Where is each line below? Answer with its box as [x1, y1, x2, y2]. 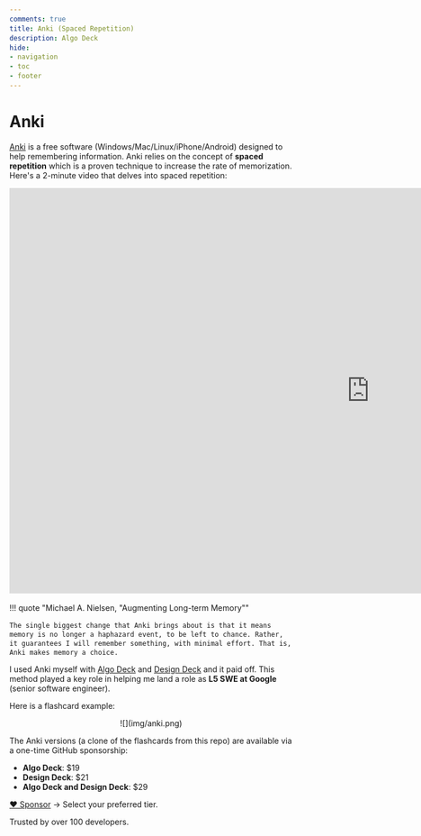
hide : [9, 43, 30, 52]
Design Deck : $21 [22, 771, 89, 783]
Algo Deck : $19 [22, 762, 80, 773]
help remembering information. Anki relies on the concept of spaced [9, 150, 264, 161]
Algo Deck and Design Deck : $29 [22, 781, 148, 792]
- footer [9, 72, 42, 81]
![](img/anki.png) [120, 717, 183, 729]
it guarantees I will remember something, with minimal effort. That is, [9, 639, 292, 648]
